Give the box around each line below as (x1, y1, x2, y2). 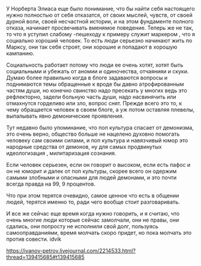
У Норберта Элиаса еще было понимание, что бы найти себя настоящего (6, 5, 195, 12)
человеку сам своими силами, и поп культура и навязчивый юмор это (6, 137, 188, 144)
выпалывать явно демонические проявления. (6, 112, 124, 119)
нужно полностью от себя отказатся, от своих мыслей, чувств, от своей (6, 11, 193, 19)
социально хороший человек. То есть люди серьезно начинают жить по (6, 37, 193, 44)
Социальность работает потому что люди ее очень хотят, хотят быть (6, 61, 184, 68)
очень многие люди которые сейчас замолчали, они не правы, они (6, 216, 179, 223)
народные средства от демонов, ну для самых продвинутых (6, 144, 162, 150)
